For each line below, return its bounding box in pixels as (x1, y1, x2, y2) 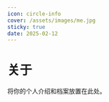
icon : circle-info (7, 10, 61, 18)
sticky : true (7, 23, 46, 30)
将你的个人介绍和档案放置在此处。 (7, 87, 106, 96)
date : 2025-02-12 (7, 30, 58, 37)
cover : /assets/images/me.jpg (7, 17, 96, 24)
